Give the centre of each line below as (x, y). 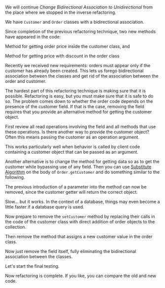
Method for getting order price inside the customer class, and (67, 46)
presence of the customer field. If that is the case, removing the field (75, 106)
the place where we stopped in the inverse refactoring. (61, 12)
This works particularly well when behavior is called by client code (73, 147)
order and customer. (26, 81)
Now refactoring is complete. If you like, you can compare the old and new (81, 276)
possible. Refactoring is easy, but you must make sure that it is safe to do (79, 96)
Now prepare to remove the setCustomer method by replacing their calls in (80, 216)
